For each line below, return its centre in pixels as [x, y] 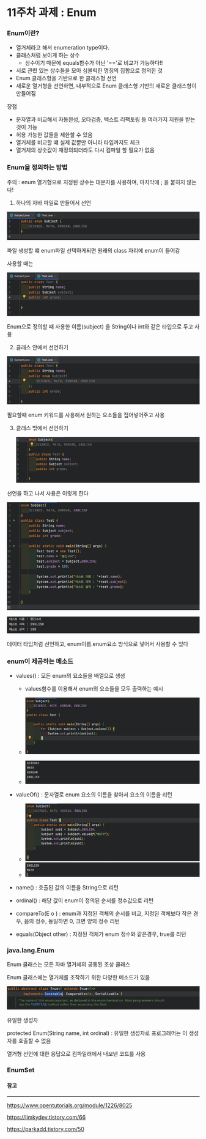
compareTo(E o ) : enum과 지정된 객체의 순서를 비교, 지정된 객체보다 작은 [104, 914]
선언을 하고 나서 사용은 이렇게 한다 [48, 493]
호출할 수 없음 [35, 1041]
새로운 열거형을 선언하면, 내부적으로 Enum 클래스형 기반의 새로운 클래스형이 [106, 86]
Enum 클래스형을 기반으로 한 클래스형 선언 [66, 78]
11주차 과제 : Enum [52, 13]
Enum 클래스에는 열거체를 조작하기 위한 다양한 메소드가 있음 [79, 978]
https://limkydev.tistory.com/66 [46, 1117]
